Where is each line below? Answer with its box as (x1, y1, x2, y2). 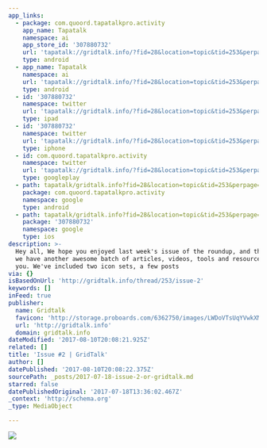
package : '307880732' (22, 218, 94, 226)
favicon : (15, 314, 44, 322)
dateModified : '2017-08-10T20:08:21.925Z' (8, 336, 151, 344)
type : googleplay (22, 174, 80, 182)
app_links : (8, 11, 44, 20)
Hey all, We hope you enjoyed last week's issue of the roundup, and (15, 247, 250, 255)
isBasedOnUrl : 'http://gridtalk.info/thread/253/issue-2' (8, 277, 204, 285)
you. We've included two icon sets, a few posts (15, 262, 180, 270)
